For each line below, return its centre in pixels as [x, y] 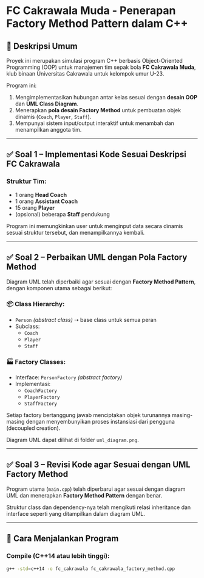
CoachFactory [41, 391]
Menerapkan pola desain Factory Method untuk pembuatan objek [98, 110]
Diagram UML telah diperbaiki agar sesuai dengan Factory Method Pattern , [101, 282]
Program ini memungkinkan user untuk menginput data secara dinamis [95, 226]
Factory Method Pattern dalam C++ [97, 23]
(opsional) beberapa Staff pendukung [63, 214]
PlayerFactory [42, 398]
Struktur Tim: [26, 182]
